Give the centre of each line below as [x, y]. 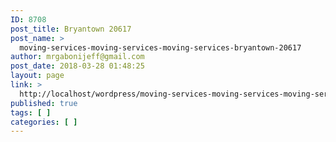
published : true [44, 103]
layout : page [37, 76]
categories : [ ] [44, 122]
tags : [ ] [31, 112]
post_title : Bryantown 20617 [71, 29]
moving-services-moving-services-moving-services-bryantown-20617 [160, 47]
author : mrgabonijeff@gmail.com [77, 57]
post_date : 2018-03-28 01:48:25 [77, 66]
